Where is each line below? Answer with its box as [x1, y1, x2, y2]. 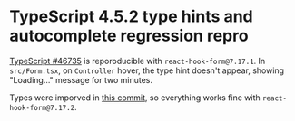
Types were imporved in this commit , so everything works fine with [9, 92, 261, 103]
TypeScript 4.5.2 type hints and [9, 6, 253, 27]
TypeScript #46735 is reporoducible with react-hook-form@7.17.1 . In [9, 55, 266, 66]
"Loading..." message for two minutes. [9, 74, 152, 85]
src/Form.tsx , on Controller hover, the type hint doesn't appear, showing [9, 65, 284, 76]
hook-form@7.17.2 [9, 103, 75, 112]
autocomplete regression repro [9, 25, 249, 46]
